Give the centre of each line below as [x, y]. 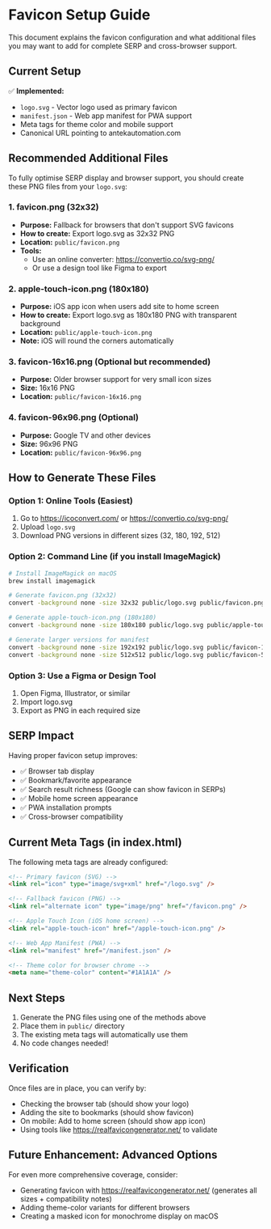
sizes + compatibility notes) [66, 1198]
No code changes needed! [64, 1043]
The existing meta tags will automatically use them [104, 1035]
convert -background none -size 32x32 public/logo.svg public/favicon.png [137, 603]
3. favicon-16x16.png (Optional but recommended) [110, 362]
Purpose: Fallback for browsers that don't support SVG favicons [127, 225]
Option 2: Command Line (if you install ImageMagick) [115, 557]
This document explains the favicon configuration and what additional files [132, 37]
